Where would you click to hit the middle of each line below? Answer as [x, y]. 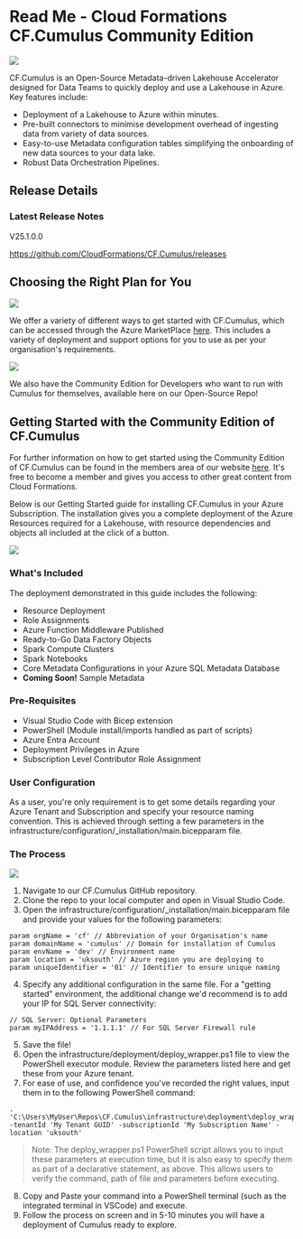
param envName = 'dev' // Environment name [92, 952]
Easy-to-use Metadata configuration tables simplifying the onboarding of [158, 143]
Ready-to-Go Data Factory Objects [87, 639]
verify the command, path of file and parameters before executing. [155, 1178]
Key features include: [49, 97]
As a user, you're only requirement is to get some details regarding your [142, 802]
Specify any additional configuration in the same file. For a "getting [147, 984]
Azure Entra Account [61, 740]
